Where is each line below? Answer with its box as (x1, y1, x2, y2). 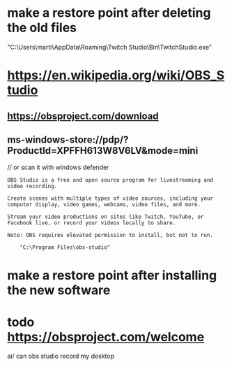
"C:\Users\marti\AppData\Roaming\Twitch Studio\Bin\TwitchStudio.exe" (7, 43, 212, 51)
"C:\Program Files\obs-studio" (20, 244, 111, 251)
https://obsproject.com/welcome (7, 329, 205, 345)
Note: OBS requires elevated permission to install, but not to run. (7, 232, 214, 239)
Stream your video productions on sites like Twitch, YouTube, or (7, 213, 204, 221)
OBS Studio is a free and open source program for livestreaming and (7, 177, 214, 184)
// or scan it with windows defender (7, 163, 109, 172)
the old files (7, 20, 77, 36)
